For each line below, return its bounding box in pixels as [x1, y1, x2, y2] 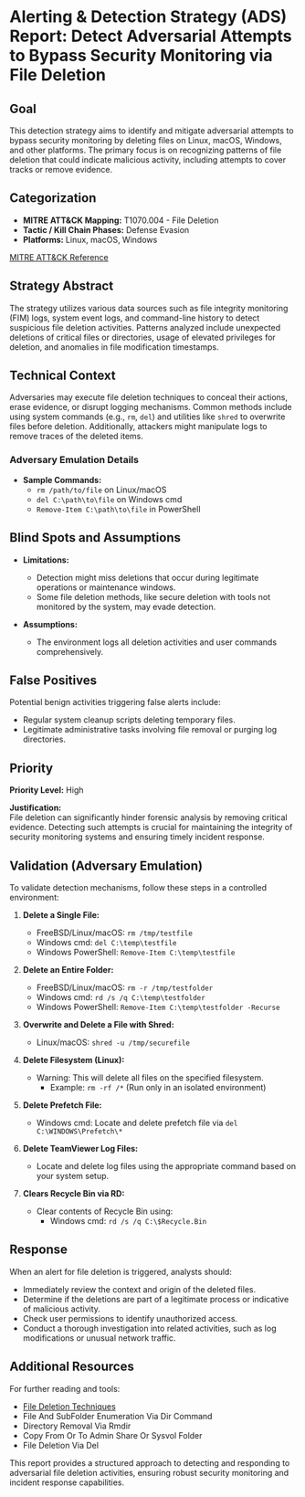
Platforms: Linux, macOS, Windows [22, 234, 158, 245]
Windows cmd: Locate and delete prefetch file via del [36, 1117, 238, 1128]
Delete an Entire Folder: [22, 964, 114, 975]
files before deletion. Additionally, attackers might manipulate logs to [9, 421, 268, 432]
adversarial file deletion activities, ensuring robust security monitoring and [9, 1467, 289, 1478]
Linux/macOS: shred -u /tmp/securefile [36, 1037, 190, 1048]
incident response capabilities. [9, 1477, 125, 1488]
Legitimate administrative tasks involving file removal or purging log [22, 724, 278, 735]
